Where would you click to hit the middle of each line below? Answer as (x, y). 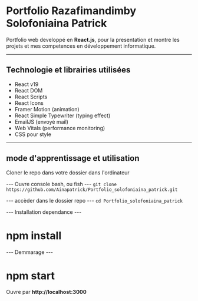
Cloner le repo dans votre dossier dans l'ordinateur (68, 173)
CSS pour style (33, 134)
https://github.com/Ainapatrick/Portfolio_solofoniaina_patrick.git (92, 190)
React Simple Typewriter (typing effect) (62, 115)
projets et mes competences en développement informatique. (81, 46)
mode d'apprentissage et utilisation (73, 158)
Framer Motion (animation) (47, 109)
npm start (30, 276)
